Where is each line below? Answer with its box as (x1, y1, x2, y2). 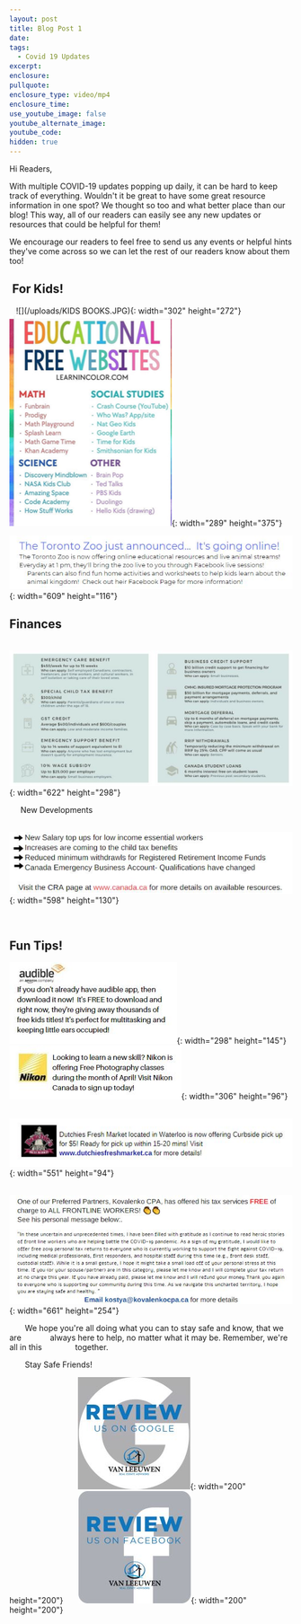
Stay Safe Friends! (24, 1359, 93, 1370)
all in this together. (9, 1342, 109, 1353)
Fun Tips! (9, 939, 63, 954)
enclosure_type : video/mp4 (9, 90, 111, 99)
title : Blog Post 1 (9, 23, 83, 33)
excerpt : (9, 62, 42, 71)
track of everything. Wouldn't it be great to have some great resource (9, 190, 267, 201)
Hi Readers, (9, 163, 53, 174)
